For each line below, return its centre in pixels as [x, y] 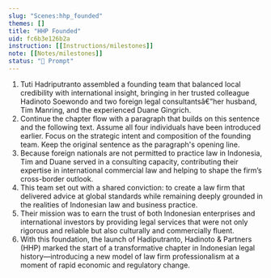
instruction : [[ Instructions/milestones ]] [81, 46]
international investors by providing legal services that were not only [134, 222]
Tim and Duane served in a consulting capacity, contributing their [129, 161]
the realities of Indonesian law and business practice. [109, 204]
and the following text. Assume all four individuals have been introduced [140, 127]
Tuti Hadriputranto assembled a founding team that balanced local [130, 84]
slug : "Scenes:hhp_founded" [56, 16]
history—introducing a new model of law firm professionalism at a [130, 256]
